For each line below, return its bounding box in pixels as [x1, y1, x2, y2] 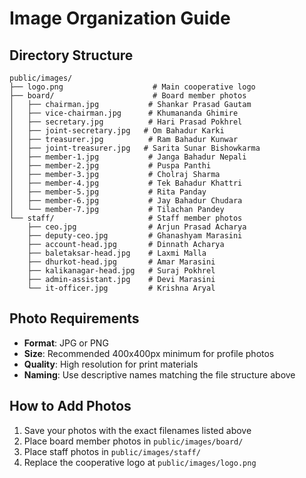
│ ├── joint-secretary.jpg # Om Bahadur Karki [9, 126, 225, 136]
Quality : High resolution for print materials [23, 358, 199, 370]
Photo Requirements [9, 310, 140, 327]
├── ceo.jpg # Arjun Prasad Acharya [27, 222, 247, 232]
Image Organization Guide [9, 7, 231, 30]
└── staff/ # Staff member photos [9, 213, 243, 223]
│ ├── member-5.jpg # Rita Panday [9, 187, 207, 197]
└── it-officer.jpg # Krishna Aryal [27, 283, 216, 293]
